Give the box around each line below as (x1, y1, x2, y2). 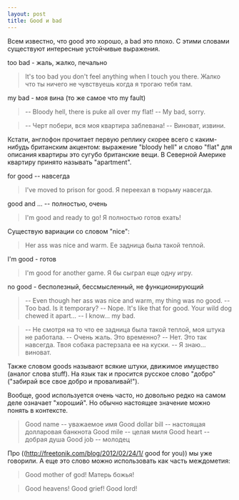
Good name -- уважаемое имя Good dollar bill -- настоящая (24, 419, 205, 429)
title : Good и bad (7, 17, 62, 24)
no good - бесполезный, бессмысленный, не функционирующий (7, 282, 204, 291)
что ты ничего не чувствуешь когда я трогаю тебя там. (24, 79, 193, 88)
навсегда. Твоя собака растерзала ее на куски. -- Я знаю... (24, 340, 206, 349)
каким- (195, 135, 218, 144)
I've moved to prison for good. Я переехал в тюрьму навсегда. (24, 185, 213, 194)
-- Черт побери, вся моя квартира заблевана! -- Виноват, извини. (24, 121, 226, 129)
